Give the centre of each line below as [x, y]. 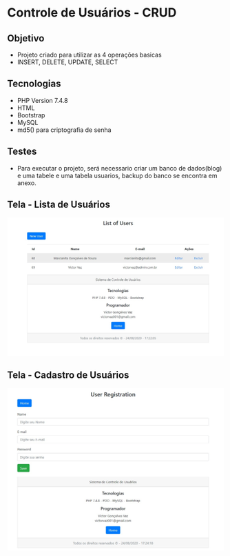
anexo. [27, 183]
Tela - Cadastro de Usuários [68, 375]
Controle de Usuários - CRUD [92, 13]
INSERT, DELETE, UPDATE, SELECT [67, 62]
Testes [22, 152]
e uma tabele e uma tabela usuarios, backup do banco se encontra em [117, 175]
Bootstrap [31, 115]
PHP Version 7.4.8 [42, 100]
